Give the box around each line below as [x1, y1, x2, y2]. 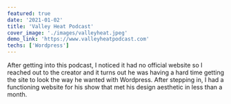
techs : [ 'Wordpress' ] [7, 42, 70, 49]
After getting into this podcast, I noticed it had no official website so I [7, 61, 203, 69]
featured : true [7, 10, 51, 17]
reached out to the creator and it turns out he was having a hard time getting [7, 68, 224, 76]
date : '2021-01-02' [7, 17, 63, 23]
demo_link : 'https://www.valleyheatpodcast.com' [7, 36, 150, 43]
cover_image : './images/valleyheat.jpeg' [7, 29, 128, 37]
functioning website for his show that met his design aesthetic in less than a [7, 83, 223, 91]
